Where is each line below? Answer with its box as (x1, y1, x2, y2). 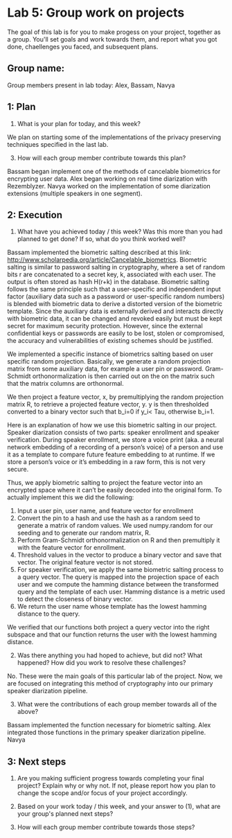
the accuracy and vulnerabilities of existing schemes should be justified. (7, 337, 213, 345)
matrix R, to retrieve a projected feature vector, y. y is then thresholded (7, 400, 209, 409)
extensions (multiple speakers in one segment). (7, 189, 143, 197)
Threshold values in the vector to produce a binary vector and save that (17, 551, 222, 559)
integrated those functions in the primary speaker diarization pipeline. (7, 729, 206, 737)
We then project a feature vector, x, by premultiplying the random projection (7, 393, 224, 401)
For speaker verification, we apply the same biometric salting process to (17, 566, 224, 574)
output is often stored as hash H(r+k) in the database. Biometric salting (7, 278, 210, 286)
